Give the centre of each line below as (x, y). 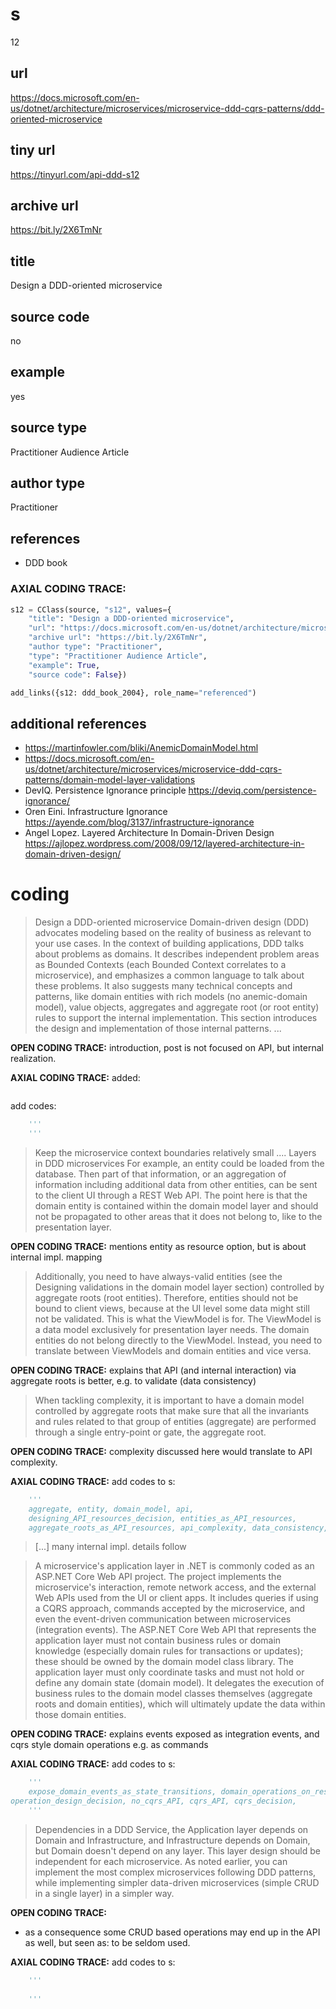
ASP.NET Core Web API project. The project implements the (158, 1577)
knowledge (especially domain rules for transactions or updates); (169, 1651)
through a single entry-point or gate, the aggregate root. (150, 1432)
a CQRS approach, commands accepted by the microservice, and (170, 1609)
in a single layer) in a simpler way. (104, 1893)
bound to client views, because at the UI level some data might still (172, 1308)
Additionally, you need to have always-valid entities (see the (158, 1276)
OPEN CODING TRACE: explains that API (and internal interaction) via (153, 1370)
